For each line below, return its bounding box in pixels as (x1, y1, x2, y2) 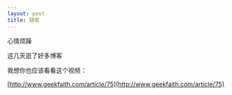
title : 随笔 (7, 17, 40, 24)
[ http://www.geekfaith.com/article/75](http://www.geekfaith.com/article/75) (7, 80, 225, 88)
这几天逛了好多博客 (7, 51, 63, 60)
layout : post (7, 10, 45, 17)
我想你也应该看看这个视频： (7, 66, 87, 74)
